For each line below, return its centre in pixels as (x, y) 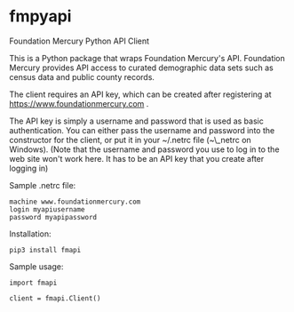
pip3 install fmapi (45, 250)
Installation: (30, 234)
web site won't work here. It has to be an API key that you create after (137, 158)
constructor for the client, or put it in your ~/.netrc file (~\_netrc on (130, 140)
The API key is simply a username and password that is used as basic (136, 121)
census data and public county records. (82, 76)
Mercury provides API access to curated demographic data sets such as (141, 68)
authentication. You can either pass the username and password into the (142, 130)
